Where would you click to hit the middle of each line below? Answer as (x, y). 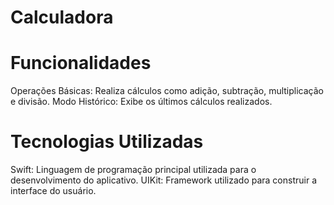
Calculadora (62, 17)
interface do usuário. (53, 191)
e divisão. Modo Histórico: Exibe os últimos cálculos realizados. (141, 102)
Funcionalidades (81, 63)
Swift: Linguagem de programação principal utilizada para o (133, 170)
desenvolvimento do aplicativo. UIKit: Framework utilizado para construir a (163, 180)
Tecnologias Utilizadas (107, 142)
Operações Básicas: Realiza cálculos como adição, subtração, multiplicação (167, 91)
